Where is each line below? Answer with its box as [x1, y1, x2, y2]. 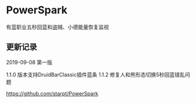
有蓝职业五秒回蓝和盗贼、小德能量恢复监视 [6, 23, 109, 30]
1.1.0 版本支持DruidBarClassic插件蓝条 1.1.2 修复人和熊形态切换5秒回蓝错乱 [6, 71, 185, 78]
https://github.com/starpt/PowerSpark [6, 90, 99, 97]
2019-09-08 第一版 [6, 59, 53, 66]
